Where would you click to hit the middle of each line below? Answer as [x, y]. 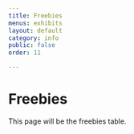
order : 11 [25, 53]
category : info [34, 38]
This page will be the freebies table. [67, 121]
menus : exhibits [35, 23]
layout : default [35, 30]
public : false [32, 45]
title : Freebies [35, 16]
